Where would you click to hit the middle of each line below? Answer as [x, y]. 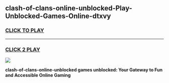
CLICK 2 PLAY [23, 49]
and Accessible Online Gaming [38, 75]
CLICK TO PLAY [25, 31]
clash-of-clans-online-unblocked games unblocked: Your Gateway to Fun [84, 69]
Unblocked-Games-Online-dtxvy [58, 16]
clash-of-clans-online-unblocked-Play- [69, 8]
